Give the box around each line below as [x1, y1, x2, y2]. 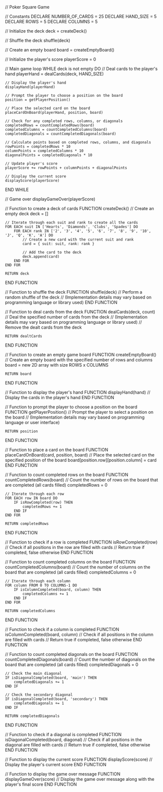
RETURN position [5, 429, 38, 434]
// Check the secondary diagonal [5, 692, 73, 697]
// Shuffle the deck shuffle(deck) [5, 37, 71, 43]
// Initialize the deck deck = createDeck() [5, 28, 87, 34]
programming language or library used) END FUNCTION [5, 299, 118, 305]
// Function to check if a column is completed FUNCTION [5, 627, 119, 632]
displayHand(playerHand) [5, 85, 55, 89]
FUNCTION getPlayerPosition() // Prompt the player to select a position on [5, 409, 154, 415]
